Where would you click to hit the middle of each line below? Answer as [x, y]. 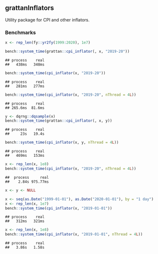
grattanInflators [30, 8]
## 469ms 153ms [25, 156]
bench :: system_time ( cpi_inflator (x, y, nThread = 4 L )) [62, 143]
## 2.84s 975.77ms [27, 182]
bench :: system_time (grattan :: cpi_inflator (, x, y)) [59, 121]
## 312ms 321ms [25, 221]
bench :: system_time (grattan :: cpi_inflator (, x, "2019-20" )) [68, 51]
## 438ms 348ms [25, 64]
